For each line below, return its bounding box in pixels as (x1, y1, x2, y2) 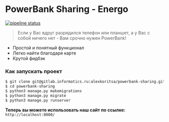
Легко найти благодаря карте (12, 50, 76, 56)
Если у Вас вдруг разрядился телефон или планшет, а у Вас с (17, 29, 150, 35)
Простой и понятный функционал (12, 44, 84, 50)
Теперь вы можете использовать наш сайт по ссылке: (5, 106, 126, 113)
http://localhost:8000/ (5, 112, 55, 117)
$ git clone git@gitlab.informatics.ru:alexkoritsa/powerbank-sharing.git (5, 79, 165, 84)
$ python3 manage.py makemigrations (5, 88, 82, 93)
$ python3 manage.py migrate (5, 93, 66, 98)
